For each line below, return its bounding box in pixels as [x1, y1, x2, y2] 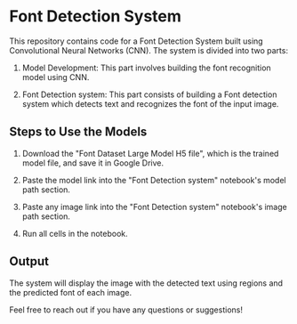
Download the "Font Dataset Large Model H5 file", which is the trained [21, 148, 279, 158]
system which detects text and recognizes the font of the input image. [21, 98, 279, 109]
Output [9, 254, 49, 269]
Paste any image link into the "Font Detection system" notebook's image [21, 201, 287, 212]
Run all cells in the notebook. [21, 228, 129, 239]
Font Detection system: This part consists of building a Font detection [21, 89, 277, 100]
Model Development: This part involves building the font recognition [21, 62, 271, 73]
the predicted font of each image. [9, 287, 132, 297]
